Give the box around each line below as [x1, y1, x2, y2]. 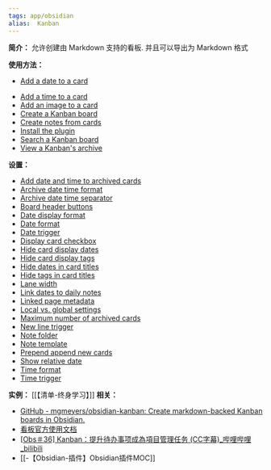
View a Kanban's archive [19, 143, 103, 153]
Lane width [19, 279, 58, 288]
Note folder [19, 330, 58, 340]
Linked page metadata [19, 296, 95, 305]
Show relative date [19, 356, 82, 366]
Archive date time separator [19, 193, 113, 203]
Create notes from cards [19, 117, 102, 127]
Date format [19, 219, 60, 229]
